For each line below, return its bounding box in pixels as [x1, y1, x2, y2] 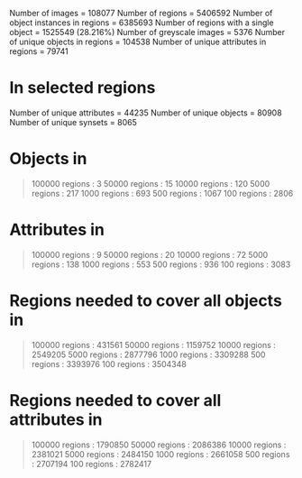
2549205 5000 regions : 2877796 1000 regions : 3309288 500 [31, 349, 266, 360]
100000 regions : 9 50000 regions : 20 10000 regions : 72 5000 [31, 249, 269, 260]
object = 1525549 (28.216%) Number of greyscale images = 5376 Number [9, 27, 286, 37]
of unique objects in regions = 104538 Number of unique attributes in [9, 36, 267, 47]
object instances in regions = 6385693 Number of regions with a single [9, 17, 274, 28]
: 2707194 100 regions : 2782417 [31, 458, 151, 469]
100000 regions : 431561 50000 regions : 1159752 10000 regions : [31, 339, 277, 350]
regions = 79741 [9, 46, 69, 57]
